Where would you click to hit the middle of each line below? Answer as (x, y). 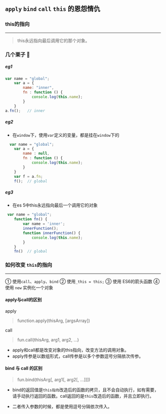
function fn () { (31, 219)
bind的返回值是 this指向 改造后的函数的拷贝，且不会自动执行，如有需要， (85, 390)
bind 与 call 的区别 (24, 368)
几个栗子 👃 (18, 54)
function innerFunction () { (52, 233)
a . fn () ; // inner (25, 111)
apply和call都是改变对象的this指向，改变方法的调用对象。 (71, 350)
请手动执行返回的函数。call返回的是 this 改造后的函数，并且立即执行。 (83, 396)
